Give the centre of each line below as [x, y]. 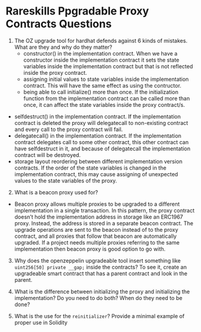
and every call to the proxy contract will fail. [69, 129]
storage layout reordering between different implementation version [98, 161]
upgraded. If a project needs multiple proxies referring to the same [97, 242]
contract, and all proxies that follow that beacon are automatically [95, 236]
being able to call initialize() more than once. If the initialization [101, 92]
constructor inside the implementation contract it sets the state [101, 60]
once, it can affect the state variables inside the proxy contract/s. [104, 104]
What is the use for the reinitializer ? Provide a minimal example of [99, 316]
